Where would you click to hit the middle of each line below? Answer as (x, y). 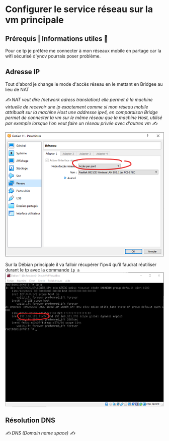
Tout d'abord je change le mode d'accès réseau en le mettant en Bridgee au (84, 84)
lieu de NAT (17, 89)
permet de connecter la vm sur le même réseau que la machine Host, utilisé (84, 118)
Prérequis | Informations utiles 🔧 (57, 39)
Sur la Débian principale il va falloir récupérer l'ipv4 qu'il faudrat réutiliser (81, 265)
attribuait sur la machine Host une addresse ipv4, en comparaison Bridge (81, 112)
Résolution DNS (30, 421)
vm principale (34, 20)
